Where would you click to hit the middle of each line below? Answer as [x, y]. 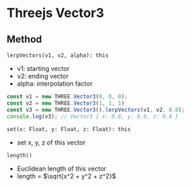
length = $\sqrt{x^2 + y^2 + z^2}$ [66, 176]
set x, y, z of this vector [51, 142]
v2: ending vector [43, 76]
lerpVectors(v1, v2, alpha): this [58, 55]
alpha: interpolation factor [55, 84]
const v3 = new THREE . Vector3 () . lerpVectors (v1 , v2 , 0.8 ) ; [96, 110]
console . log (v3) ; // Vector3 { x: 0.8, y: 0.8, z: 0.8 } [93, 116]
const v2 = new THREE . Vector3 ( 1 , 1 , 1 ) [66, 103]
